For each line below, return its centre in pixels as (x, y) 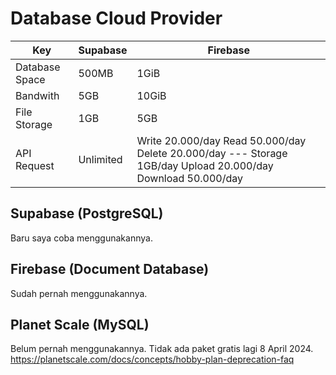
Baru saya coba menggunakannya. (81, 238)
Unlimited (100, 159)
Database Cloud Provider (116, 18)
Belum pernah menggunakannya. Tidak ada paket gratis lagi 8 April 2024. (162, 349)
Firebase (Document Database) (110, 269)
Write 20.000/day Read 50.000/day (221, 140)
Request (35, 165)
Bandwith (37, 95)
